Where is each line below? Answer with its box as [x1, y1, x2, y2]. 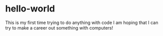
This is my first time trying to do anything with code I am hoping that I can [5, 19, 158, 25]
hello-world [5, 3, 56, 14]
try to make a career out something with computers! [5, 24, 114, 30]
